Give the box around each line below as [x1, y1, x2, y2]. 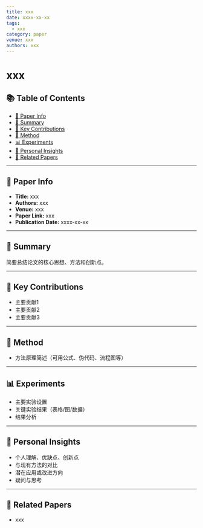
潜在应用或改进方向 [14, 469, 63, 476]
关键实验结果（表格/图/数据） [14, 405, 88, 413]
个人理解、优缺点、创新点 [14, 454, 79, 461]
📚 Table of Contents [6, 93, 86, 103]
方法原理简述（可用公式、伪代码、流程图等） [14, 354, 127, 361]
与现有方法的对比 [14, 461, 58, 468]
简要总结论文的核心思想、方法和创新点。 [6, 258, 107, 266]
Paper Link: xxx [14, 212, 55, 219]
